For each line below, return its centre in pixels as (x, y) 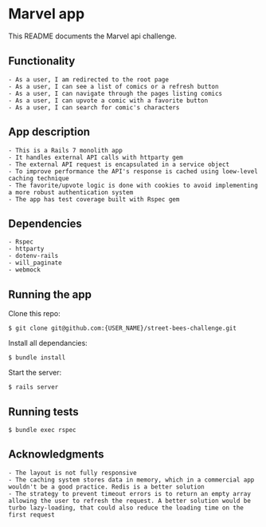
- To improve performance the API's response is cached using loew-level (133, 171)
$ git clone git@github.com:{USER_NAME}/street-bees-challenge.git (123, 328)
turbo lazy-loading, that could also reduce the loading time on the (126, 508)
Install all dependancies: (48, 343)
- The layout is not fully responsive (72, 473)
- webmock (25, 270)
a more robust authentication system (71, 192)
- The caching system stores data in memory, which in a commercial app (131, 480)
